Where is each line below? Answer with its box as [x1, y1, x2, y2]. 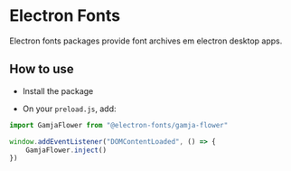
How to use [9, 62, 74, 77]
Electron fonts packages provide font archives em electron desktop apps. [9, 35, 283, 46]
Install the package [22, 85, 94, 96]
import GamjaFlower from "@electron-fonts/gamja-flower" [9, 120, 229, 129]
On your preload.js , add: [22, 103, 117, 114]
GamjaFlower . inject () [25, 146, 107, 155]
